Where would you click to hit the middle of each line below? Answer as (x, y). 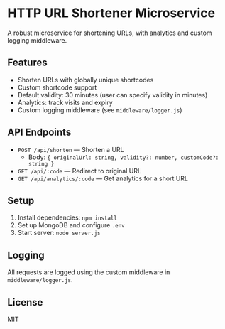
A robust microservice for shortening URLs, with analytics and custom (110, 33)
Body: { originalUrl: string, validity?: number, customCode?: (124, 157)
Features (27, 63)
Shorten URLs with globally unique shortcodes (86, 80)
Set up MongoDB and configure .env (71, 225)
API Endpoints (39, 133)
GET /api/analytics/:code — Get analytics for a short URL (103, 178)
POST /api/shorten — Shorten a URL (71, 149)
